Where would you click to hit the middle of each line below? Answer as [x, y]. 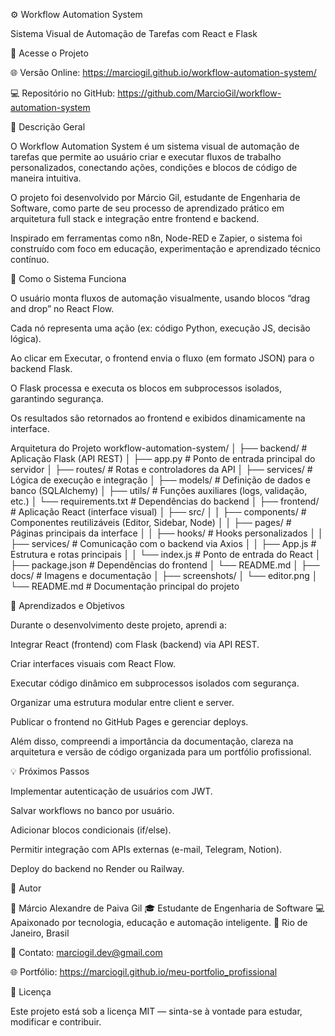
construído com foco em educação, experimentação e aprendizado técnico [165, 248]
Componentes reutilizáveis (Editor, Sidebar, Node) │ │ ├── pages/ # [151, 522]
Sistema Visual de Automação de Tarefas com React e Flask [134, 33]
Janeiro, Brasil [40, 933]
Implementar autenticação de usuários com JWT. [111, 791]
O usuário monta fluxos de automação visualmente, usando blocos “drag [160, 298]
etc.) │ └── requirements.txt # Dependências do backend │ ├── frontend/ [165, 501]
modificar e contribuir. [56, 1022]
